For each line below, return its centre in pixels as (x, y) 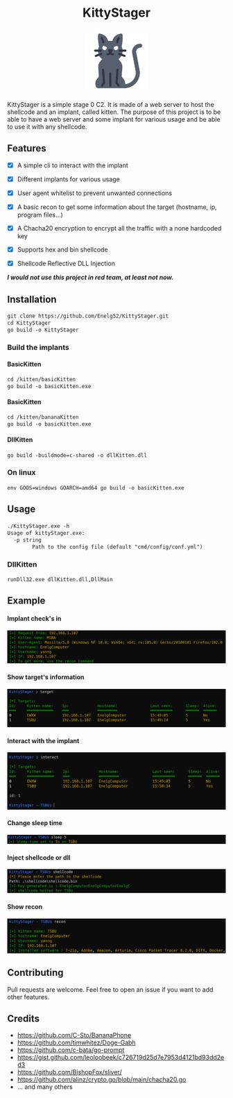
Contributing (35, 973)
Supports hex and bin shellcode (63, 250)
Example (26, 601)
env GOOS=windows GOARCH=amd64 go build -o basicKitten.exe (96, 488)
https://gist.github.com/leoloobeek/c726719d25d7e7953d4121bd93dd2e (121, 1058)
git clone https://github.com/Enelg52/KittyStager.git (88, 316)
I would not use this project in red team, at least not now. (90, 277)
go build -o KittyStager (43, 330)
